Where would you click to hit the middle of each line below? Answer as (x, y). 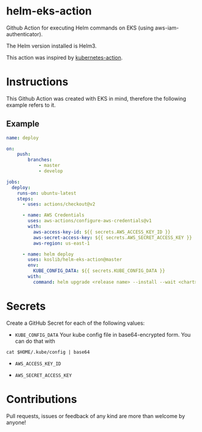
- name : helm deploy (48, 254)
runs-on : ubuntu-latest (47, 193)
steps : (25, 199)
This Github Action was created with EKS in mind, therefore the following (96, 98)
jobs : (13, 182)
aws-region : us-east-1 (61, 243)
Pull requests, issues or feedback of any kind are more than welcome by (96, 416)
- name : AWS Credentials (53, 215)
